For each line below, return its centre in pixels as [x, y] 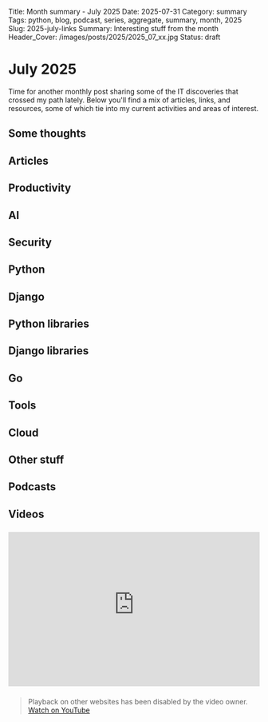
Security [30, 242]
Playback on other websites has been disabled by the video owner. [138, 702]
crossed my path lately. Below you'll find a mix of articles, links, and [120, 100]
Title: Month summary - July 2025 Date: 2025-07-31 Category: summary [128, 12]
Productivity [40, 188]
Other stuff [36, 460]
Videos [26, 514]
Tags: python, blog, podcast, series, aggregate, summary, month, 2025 [125, 20]
